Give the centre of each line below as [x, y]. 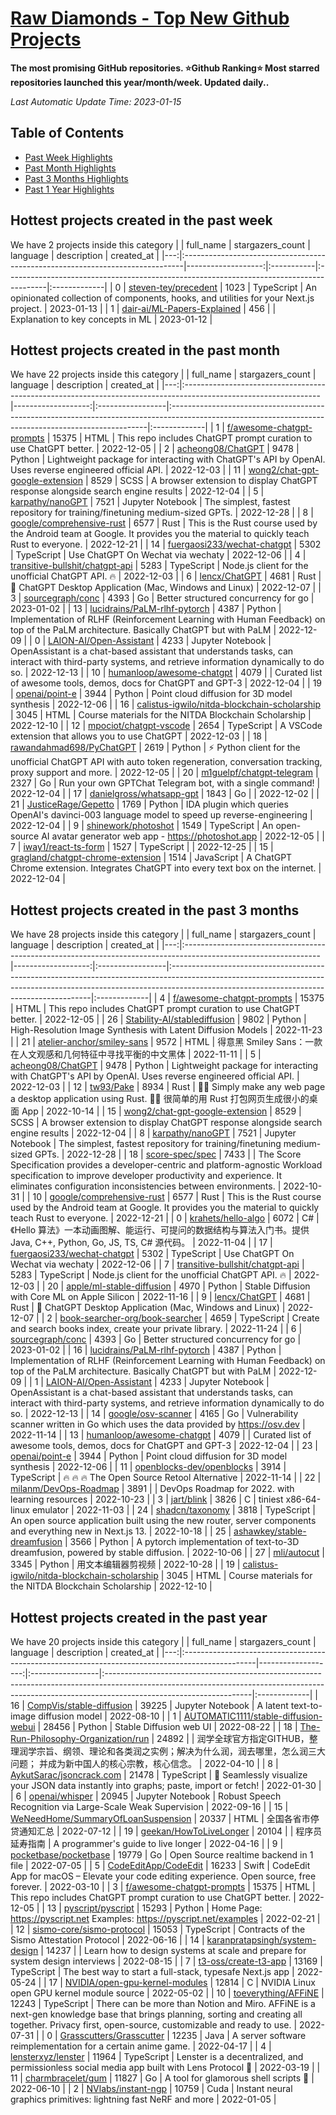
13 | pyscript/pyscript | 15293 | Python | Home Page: [154, 1908]
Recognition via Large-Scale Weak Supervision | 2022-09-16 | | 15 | [149, 1806]
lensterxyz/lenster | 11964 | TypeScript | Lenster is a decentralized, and [157, 2056]
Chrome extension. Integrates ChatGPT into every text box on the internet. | [166, 868]
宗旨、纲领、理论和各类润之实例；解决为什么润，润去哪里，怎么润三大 [181, 1751]
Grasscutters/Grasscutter [112, 2035]
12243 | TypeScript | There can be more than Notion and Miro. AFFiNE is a [163, 2003]
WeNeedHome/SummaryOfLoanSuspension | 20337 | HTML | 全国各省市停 [165, 1818]
